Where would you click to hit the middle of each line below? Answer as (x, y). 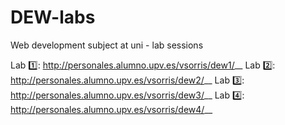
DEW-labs (53, 17)
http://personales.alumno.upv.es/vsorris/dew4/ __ (111, 109)
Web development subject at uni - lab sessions (107, 45)
